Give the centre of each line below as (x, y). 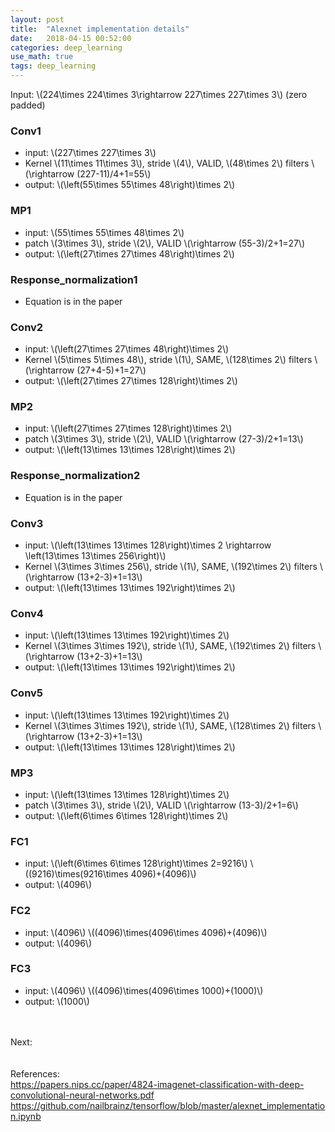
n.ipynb (26, 1116)
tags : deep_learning (53, 66)
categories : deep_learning (66, 47)
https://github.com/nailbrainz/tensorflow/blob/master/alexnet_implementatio (168, 1105)
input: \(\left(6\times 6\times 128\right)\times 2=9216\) (136, 863)
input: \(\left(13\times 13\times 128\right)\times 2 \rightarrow (148, 545)
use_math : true (42, 57)
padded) (28, 105)
